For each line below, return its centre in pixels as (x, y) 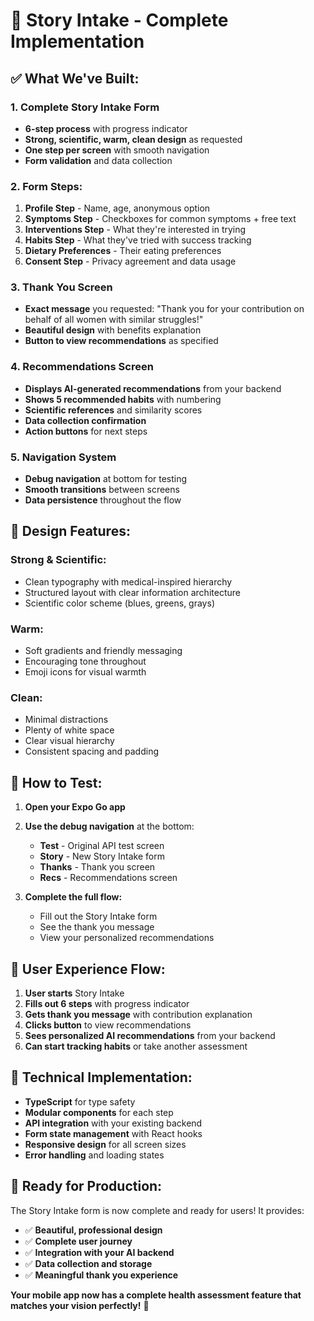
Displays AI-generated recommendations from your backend (153, 388)
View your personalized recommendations (127, 938)
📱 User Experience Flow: (88, 969)
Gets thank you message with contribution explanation (138, 1014)
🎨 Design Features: (70, 531)
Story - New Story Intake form (102, 856)
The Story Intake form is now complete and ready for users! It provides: (157, 1210)
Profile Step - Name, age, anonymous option (117, 208)
